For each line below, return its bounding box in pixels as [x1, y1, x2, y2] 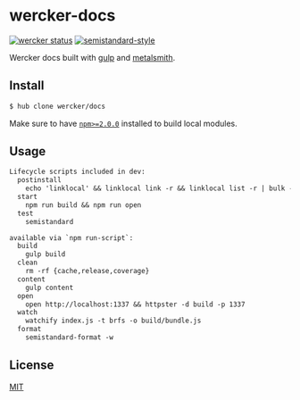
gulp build [25, 250, 66, 259]
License [9, 358, 54, 373]
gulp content [25, 283, 74, 292]
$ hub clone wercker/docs [9, 102, 105, 111]
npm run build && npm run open [25, 200, 142, 210]
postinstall [17, 176, 62, 185]
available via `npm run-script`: [9, 233, 134, 242]
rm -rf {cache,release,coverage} [25, 267, 150, 276]
